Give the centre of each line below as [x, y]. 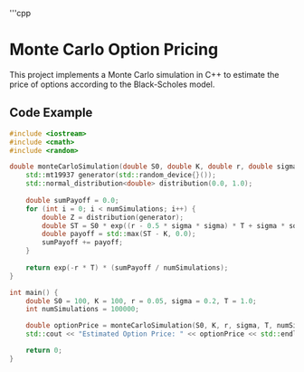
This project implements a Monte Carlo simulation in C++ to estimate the [144, 74]
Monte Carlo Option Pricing [114, 50]
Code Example [51, 113]
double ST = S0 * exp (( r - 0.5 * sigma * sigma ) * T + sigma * [164, 225]
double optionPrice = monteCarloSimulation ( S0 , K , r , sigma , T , [149, 326]
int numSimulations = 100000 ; [83, 310]
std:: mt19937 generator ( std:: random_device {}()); [121, 176]
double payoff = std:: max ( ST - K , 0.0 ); [119, 234]
